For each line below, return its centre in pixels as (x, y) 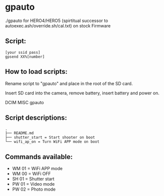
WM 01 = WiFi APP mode (37, 169)
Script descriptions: (36, 118)
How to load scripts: (36, 72)
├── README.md (20, 133)
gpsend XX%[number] (25, 57)
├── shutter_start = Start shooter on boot (50, 138)
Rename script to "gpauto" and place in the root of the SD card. (69, 83)
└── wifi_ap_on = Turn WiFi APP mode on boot (52, 142)
